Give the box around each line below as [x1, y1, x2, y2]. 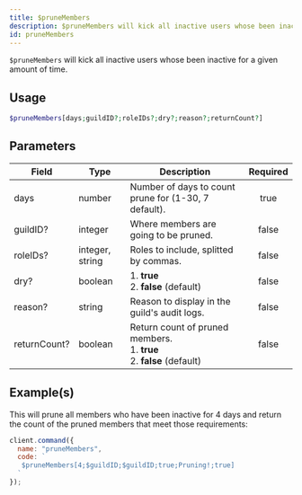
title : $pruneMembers [9, 13, 91, 22]
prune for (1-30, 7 [129, 191, 209, 204]
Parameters [9, 138, 76, 154]
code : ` [17, 453, 47, 462]
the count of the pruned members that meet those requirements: [9, 419, 249, 429]
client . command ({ [9, 436, 75, 445]
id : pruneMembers [9, 30, 75, 39]
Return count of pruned [129, 321, 229, 333]
